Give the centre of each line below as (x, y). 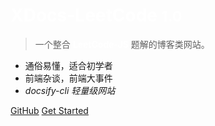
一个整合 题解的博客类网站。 (122, 44)
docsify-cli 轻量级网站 (70, 90)
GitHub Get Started (49, 110)
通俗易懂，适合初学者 (68, 65)
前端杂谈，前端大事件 (68, 78)
